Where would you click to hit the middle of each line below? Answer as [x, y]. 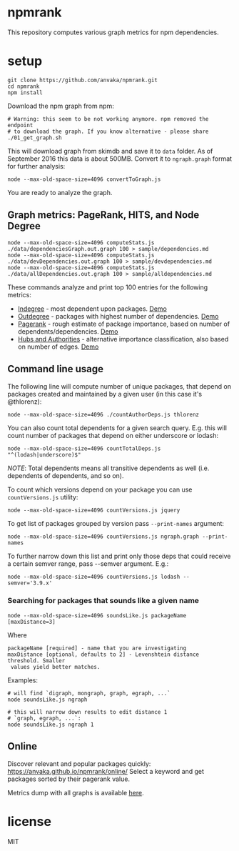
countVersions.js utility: [43, 497]
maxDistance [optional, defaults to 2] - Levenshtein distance [103, 655]
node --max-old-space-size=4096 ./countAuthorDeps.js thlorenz [103, 414]
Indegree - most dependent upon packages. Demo [92, 309]
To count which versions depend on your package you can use [100, 489]
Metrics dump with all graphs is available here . [76, 792]
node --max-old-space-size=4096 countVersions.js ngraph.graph [103, 537]
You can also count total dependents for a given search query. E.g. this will [117, 428]
